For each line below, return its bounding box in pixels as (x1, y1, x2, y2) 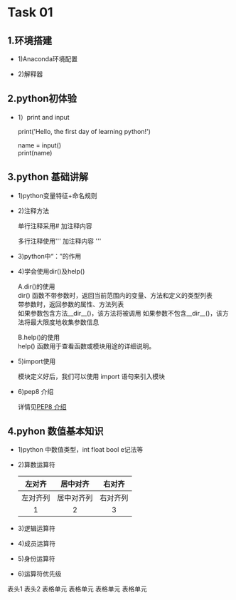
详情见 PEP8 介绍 (17, 402, 67, 410)
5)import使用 (17, 357, 55, 366)
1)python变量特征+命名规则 (17, 191, 97, 200)
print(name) (17, 148, 53, 157)
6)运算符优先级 (17, 569, 62, 578)
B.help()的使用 (17, 333, 60, 341)
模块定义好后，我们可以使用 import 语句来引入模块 (17, 372, 166, 381)
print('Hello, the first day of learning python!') (17, 127, 151, 135)
